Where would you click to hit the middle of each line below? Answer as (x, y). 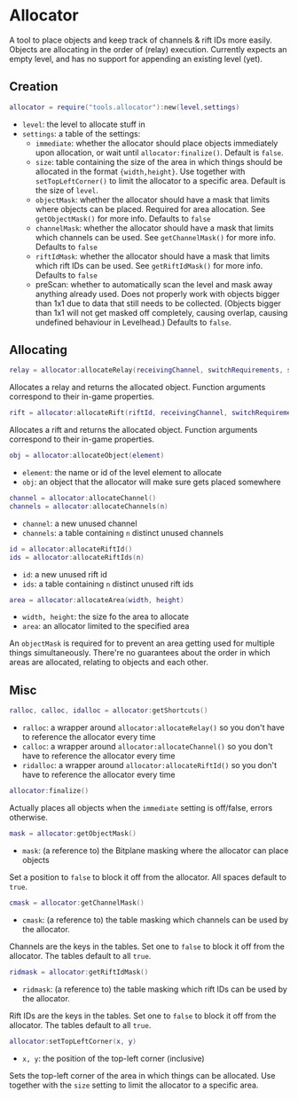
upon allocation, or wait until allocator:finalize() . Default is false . (159, 153)
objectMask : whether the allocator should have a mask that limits (153, 200)
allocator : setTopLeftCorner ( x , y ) (73, 1041)
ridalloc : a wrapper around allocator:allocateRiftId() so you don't (149, 765)
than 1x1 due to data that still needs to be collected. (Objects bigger (158, 303)
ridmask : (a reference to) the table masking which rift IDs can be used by (155, 989)
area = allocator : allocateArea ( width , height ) (97, 600)
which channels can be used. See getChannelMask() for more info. (156, 237)
